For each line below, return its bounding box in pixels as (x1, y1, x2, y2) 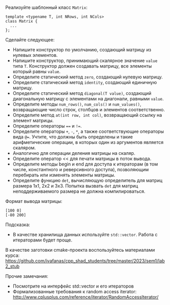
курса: (5, 252, 20, 258)
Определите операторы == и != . (12, 123, 82, 129)
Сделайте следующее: (5, 37, 55, 43)
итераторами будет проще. (12, 237, 73, 243)
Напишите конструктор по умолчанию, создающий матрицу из (12, 47, 152, 53)
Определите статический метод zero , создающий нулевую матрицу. (12, 74, 163, 80)
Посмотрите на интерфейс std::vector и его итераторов (12, 283, 134, 289)
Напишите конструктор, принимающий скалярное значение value (12, 57, 158, 64)
